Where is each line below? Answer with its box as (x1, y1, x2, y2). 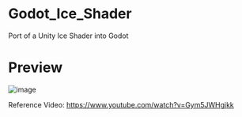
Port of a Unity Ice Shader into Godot (8, 31, 129, 40)
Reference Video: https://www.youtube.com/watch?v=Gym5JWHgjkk (8, 100, 235, 109)
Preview (8, 58, 63, 77)
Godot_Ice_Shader (8, 5, 132, 23)
